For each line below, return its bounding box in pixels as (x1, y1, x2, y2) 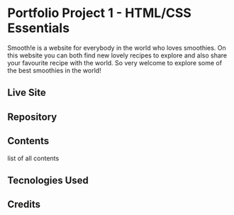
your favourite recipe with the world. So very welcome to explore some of (7, 58, 222, 67)
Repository (7, 111, 57, 123)
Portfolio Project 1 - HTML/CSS (7, 5, 191, 21)
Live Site (7, 87, 46, 99)
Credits (7, 199, 41, 211)
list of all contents (7, 154, 60, 162)
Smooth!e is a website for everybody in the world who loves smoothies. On (7, 43, 227, 52)
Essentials (7, 20, 69, 36)
